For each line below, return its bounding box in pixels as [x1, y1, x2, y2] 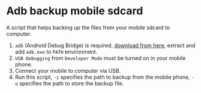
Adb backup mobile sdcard [6, 4, 143, 18]
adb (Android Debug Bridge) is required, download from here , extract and [14, 42, 196, 49]
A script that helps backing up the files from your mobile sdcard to [6, 24, 170, 31]
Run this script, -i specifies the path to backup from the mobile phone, [14, 73, 190, 80]
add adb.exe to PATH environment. [14, 48, 98, 55]
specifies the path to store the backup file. [19, 79, 124, 87]
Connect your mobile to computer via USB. [14, 67, 121, 74]
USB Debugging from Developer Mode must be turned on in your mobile [14, 54, 186, 61]
